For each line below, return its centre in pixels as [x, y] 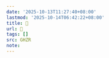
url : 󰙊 [15, 29]
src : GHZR [19, 40]
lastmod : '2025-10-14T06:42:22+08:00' [55, 18]
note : [13, 46]
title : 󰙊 [17, 23]
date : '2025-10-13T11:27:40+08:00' [51, 12]
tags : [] [17, 34]
